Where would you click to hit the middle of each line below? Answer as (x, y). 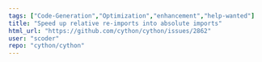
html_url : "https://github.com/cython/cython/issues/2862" (110, 31)
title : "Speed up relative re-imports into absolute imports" (115, 23)
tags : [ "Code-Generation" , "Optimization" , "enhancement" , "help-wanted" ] (131, 16)
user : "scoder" (34, 38)
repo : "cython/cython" (46, 46)
